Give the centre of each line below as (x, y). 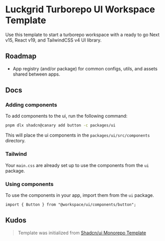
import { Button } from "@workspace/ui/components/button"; (71, 205)
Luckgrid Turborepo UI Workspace (80, 10)
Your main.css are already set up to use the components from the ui (77, 165)
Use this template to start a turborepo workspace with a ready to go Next (82, 34)
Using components (29, 184)
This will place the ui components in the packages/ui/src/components (78, 135)
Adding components (31, 105)
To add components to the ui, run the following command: (66, 116)
